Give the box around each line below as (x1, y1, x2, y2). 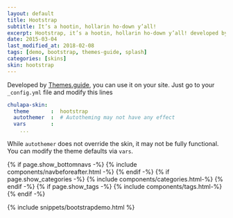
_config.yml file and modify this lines (7, 88, 113, 96)
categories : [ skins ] (7, 55, 67, 62)
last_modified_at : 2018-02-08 (7, 42, 95, 49)
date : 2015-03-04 (7, 36, 58, 43)
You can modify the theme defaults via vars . (7, 147, 134, 155)
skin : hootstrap (7, 62, 54, 69)
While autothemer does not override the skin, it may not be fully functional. (7, 140, 219, 147)
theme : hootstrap (13, 108, 89, 115)
